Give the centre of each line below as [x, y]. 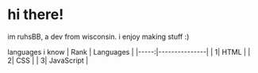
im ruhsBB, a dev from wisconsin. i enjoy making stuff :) [98, 36]
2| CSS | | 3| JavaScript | [48, 60]
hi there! [36, 15]
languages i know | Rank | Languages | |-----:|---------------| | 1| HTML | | [129, 52]
